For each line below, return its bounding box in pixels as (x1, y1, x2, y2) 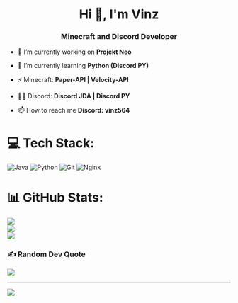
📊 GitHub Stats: (7, 189, 104, 205)
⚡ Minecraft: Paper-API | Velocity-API (17, 76, 129, 84)
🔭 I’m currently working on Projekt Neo (17, 47, 132, 56)
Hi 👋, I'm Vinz (79, 6, 159, 23)
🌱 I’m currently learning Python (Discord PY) (17, 62, 149, 70)
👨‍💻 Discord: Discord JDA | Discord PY (17, 92, 130, 101)
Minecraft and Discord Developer (61, 32, 177, 42)
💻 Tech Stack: (7, 135, 95, 151)
